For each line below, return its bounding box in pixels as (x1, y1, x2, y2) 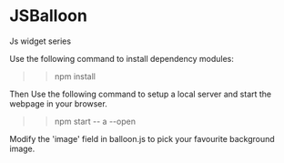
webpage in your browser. (9, 97, 107, 109)
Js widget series (9, 36, 71, 46)
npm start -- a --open (54, 116, 137, 127)
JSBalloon (9, 5, 88, 26)
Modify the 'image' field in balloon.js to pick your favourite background (9, 133, 275, 144)
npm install (54, 70, 96, 82)
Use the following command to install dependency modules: (9, 53, 234, 64)
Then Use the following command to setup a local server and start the (9, 88, 272, 99)
